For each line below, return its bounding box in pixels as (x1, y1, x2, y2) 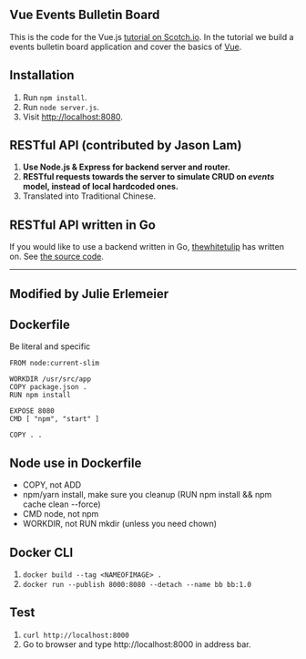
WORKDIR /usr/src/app (9, 375, 92, 384)
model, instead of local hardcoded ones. (22, 181, 179, 192)
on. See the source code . (9, 251, 105, 263)
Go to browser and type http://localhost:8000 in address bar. (22, 638, 251, 650)
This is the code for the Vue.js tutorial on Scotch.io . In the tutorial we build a (9, 31, 294, 42)
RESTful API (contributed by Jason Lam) (9, 138, 242, 153)
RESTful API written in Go (9, 217, 157, 232)
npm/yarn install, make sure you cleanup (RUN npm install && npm (22, 489, 272, 500)
